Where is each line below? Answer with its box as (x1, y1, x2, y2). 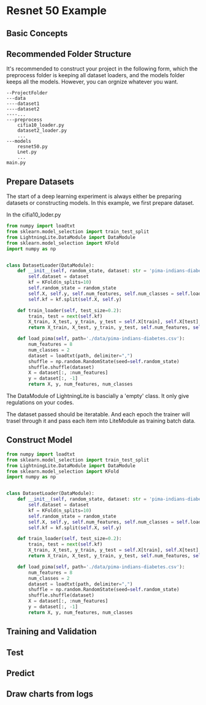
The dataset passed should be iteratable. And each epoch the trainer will (6, 411, 190, 418)
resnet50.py (17, 143, 48, 150)
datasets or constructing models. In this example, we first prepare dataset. (6, 199, 194, 207)
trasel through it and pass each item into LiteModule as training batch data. (6, 417, 196, 425)
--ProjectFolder (6, 90, 48, 96)
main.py (6, 160, 26, 166)
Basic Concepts (6, 28, 68, 39)
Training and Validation (6, 627, 97, 637)
